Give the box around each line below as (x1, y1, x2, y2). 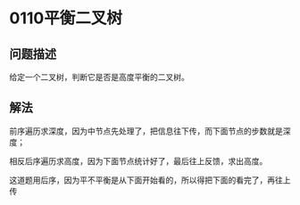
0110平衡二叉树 (9, 8, 122, 29)
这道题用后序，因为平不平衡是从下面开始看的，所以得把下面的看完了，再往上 (9, 175, 291, 185)
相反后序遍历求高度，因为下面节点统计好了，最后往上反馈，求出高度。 (9, 155, 268, 166)
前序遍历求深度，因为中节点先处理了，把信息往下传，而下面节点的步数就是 (9, 126, 283, 136)
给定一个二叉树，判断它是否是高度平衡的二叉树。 (9, 72, 189, 82)
